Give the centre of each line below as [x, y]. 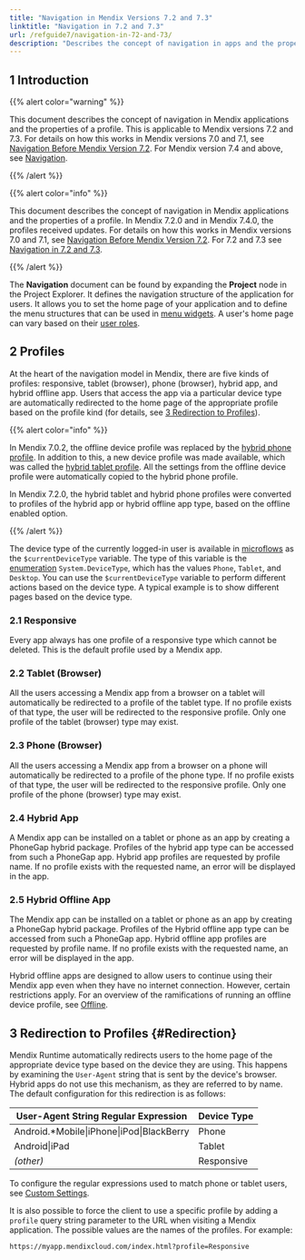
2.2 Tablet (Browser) [56, 673]
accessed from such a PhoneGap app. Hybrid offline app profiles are [138, 939]
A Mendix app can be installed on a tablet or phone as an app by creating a [150, 838]
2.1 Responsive [43, 620]
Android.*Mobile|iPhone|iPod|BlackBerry [102, 1132]
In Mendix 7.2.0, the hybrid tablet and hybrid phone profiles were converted [151, 494]
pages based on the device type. [71, 597]
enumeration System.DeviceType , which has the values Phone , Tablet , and [145, 568]
